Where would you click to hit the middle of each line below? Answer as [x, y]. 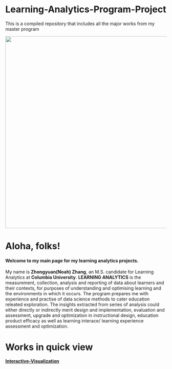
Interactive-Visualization [33, 361]
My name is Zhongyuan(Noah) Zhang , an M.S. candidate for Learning [80, 272]
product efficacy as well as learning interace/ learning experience [74, 321]
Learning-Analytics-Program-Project [86, 9]
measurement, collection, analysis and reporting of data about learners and [85, 283]
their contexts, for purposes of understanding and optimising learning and [83, 288]
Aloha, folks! [33, 246]
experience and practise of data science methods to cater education [78, 299]
